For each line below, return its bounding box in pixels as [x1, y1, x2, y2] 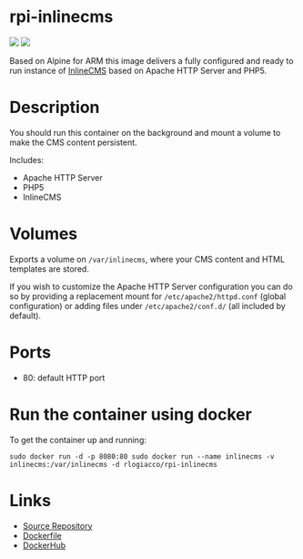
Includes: [9, 154, 44, 165]
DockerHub [22, 540, 66, 551]
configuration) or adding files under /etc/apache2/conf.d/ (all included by [9, 300, 287, 311]
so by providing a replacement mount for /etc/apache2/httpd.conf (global [9, 290, 287, 302]
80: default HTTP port [22, 372, 106, 383]
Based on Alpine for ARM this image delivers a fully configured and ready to [9, 55, 294, 66]
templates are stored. [9, 263, 89, 274]
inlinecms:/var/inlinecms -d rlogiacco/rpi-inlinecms [9, 460, 218, 469]
